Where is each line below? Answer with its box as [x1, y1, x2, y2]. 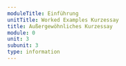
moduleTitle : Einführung [7, 10, 79, 17]
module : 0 [7, 29, 36, 36]
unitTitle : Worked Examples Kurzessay [7, 16, 119, 23]
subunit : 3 [7, 42, 39, 49]
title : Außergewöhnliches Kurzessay [7, 23, 113, 30]
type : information [7, 49, 60, 56]
